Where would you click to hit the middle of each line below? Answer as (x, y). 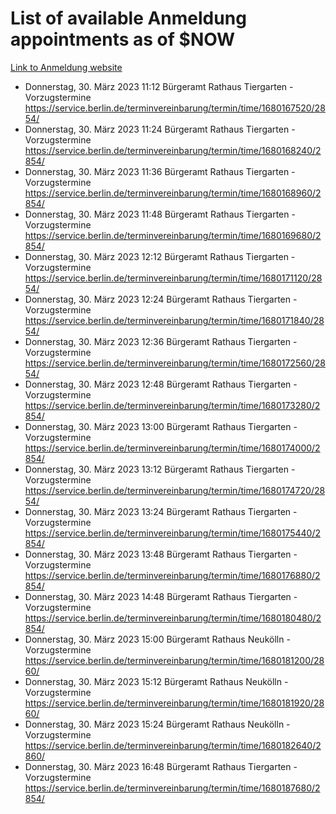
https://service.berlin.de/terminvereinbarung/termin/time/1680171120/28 (173, 278)
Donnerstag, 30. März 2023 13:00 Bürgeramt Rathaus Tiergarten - (161, 426)
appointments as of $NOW (123, 39)
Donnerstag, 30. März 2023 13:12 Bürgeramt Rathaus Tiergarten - (160, 469)
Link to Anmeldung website (66, 67)
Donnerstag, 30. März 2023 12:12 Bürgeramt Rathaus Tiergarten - (160, 256)
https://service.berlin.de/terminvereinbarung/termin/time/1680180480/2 (173, 618)
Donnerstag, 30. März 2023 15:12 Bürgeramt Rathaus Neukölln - (156, 681)
